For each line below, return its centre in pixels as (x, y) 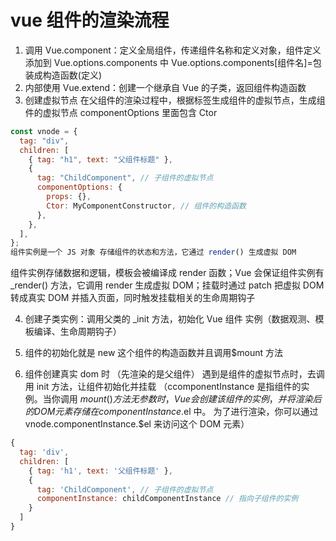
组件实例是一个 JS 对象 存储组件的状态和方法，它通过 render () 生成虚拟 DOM (153, 252)
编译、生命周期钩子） (77, 332)
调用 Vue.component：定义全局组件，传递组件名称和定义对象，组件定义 (173, 50)
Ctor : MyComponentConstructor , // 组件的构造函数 (146, 206)
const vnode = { (44, 131)
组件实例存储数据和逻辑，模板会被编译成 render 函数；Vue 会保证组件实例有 (167, 273)
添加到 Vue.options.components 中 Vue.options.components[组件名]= (168, 62)
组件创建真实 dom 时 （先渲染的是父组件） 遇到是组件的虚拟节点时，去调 (174, 374)
